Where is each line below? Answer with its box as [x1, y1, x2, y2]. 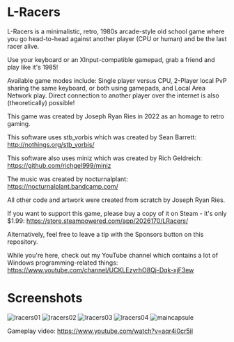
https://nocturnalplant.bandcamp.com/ [7, 182, 118, 190]
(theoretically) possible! [7, 98, 75, 107]
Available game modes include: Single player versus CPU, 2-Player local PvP [7, 76, 227, 84]
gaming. [7, 119, 31, 127]
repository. [7, 238, 38, 246]
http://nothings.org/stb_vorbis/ [7, 140, 95, 148]
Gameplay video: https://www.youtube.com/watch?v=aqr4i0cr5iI [7, 327, 194, 335]
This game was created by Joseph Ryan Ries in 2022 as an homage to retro [7, 112, 225, 121]
